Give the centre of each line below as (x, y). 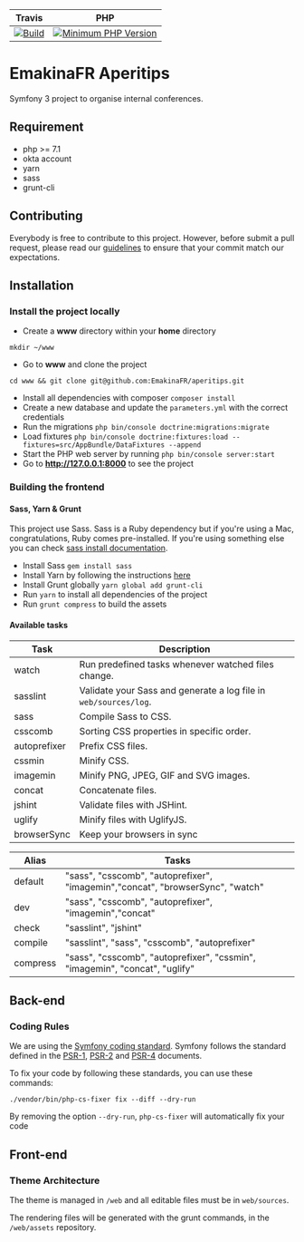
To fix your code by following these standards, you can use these (131, 1073)
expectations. (35, 257)
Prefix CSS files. (113, 745)
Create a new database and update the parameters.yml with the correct (155, 408)
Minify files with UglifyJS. (133, 820)
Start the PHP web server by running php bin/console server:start (149, 454)
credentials (43, 417)
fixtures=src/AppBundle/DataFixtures (94, 445)
